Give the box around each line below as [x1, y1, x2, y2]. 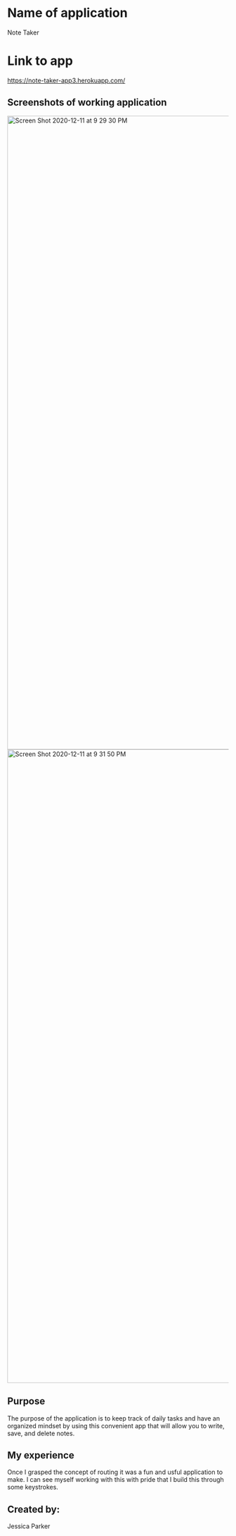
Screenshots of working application [7, 96, 167, 108]
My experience [7, 1449, 75, 1461]
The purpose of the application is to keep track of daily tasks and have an [7, 1414, 220, 1423]
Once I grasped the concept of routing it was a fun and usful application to [7, 1468, 223, 1476]
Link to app [7, 53, 74, 69]
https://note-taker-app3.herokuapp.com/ [7, 76, 126, 84]
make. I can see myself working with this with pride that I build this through [7, 1475, 225, 1484]
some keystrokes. [7, 1483, 58, 1492]
